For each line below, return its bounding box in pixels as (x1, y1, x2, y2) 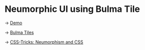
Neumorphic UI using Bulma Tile (4, 3, 140, 15)
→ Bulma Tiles (4, 29, 34, 35)
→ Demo (4, 20, 23, 26)
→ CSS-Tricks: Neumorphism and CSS (4, 39, 83, 45)
